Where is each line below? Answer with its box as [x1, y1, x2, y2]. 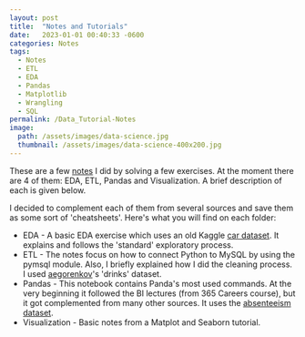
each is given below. [9, 184, 86, 196]
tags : [9, 47, 30, 56]
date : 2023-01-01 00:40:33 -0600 [9, 30, 145, 39]
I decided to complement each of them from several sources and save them [9, 202, 294, 213]
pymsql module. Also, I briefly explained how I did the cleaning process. [22, 259, 293, 270]
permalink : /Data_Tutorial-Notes [9, 115, 137, 124]
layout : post [9, 13, 59, 23]
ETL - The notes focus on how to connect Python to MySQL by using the [22, 249, 296, 260]
